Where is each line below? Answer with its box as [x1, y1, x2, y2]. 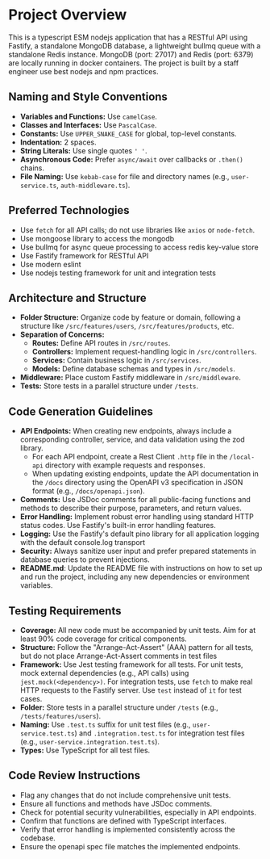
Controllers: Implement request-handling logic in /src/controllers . [31, 347, 257, 357]
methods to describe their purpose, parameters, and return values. [19, 503, 242, 513]
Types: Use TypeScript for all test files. [19, 745, 151, 755]
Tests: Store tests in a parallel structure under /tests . [19, 381, 199, 391]
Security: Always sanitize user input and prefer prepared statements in [19, 547, 256, 556]
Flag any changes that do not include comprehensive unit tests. [19, 790, 231, 800]
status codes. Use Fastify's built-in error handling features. [19, 521, 216, 530]
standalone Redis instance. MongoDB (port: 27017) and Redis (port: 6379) [8, 49, 254, 59]
